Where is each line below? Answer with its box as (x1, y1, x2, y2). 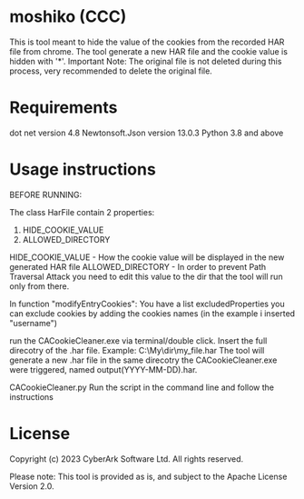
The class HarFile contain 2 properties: (9, 206, 155, 217)
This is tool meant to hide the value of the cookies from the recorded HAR (9, 36, 285, 47)
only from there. (9, 280, 70, 292)
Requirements (9, 97, 118, 118)
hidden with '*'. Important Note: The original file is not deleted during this (9, 55, 282, 66)
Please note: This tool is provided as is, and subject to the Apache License (9, 471, 288, 482)
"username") (9, 317, 57, 328)
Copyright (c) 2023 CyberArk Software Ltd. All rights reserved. (9, 453, 244, 464)
